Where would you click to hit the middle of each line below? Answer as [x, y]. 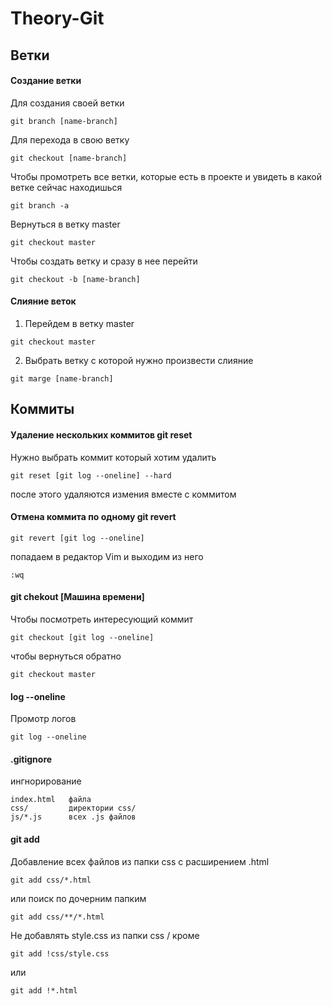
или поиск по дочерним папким [78, 898]
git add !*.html [44, 990]
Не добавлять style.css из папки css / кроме [105, 935]
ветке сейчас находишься [66, 187]
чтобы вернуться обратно [66, 656]
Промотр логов [43, 719]
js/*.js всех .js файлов [73, 817]
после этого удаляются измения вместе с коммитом [123, 494]
